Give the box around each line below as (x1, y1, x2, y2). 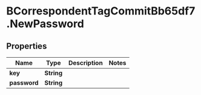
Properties (6, 41, 47, 51)
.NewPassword (6, 17, 85, 31)
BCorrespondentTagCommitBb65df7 (6, 4, 196, 18)
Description (68, 59, 103, 67)
